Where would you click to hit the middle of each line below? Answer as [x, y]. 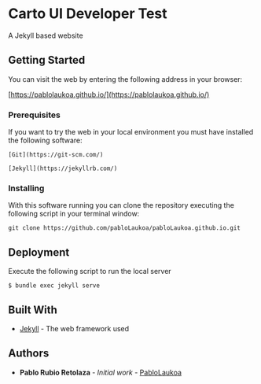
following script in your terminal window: [74, 214]
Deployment [39, 252]
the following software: [45, 140]
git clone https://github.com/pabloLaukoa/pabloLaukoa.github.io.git [125, 228]
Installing [26, 188]
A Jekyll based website [46, 35]
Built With [33, 310]
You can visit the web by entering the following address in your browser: [125, 79]
